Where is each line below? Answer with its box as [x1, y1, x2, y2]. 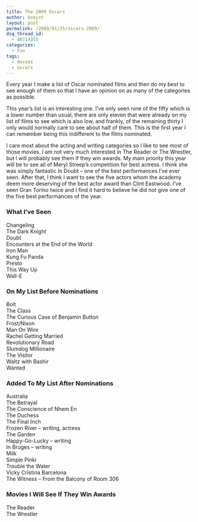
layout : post [6, 20, 39, 26]
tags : [6, 53, 20, 59]
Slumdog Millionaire [6, 345, 55, 352]
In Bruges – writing [6, 444, 52, 451]
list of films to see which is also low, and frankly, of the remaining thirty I [6, 118, 184, 125]
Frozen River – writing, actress [6, 425, 81, 432]
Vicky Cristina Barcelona [6, 469, 67, 476]
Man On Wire [6, 326, 39, 333]
